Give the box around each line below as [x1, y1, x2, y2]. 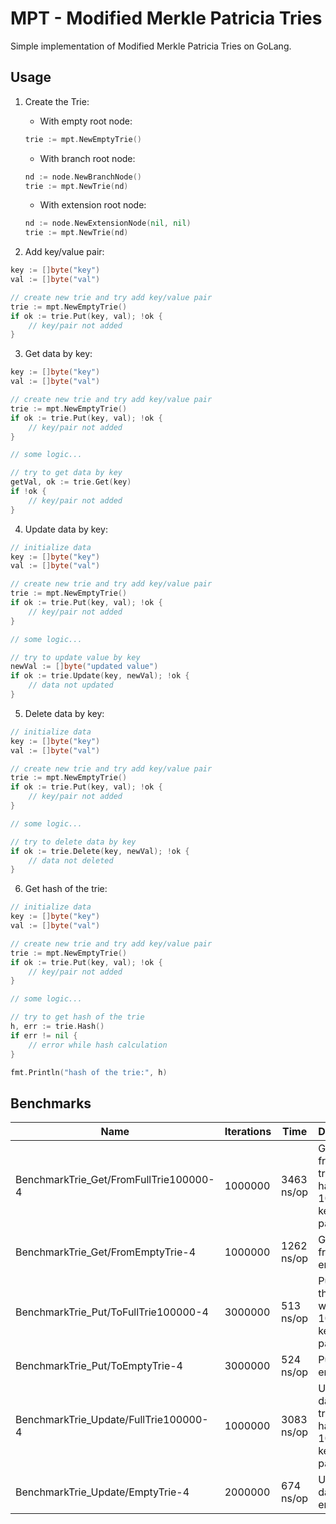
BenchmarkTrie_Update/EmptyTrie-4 [15, 1485, 190, 1499]
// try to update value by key [10, 652, 141, 662]
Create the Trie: [24, 95, 90, 107]
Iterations [224, 1125, 272, 1139]
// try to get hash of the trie [10, 1012, 145, 1022]
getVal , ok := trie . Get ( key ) [10, 477, 132, 487]
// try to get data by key [10, 468, 123, 478]
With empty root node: [39, 115, 133, 127]
